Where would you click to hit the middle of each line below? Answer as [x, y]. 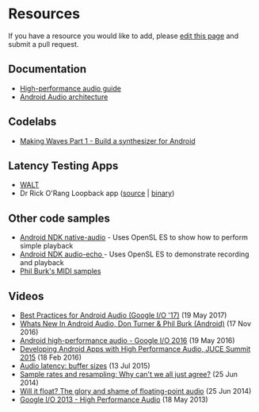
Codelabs [32, 122]
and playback [42, 263]
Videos [26, 296]
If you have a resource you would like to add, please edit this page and [124, 36]
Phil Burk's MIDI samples [60, 271]
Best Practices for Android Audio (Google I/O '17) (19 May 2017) [123, 315]
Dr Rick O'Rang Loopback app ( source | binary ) [97, 193]
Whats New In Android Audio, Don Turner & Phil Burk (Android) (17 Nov [135, 323]
